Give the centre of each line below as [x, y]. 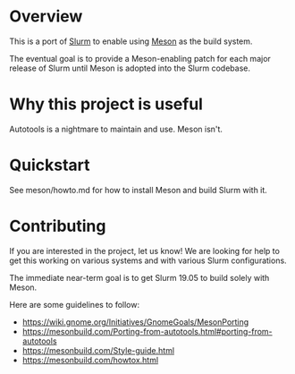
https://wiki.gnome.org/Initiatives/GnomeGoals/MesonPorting [135, 322]
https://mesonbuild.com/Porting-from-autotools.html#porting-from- [147, 331]
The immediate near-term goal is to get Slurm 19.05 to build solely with [139, 277]
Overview [46, 17]
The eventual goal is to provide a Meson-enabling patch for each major [140, 58]
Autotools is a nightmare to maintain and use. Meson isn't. [116, 129]
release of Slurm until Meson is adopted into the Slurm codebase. [130, 68]
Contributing [58, 226]
